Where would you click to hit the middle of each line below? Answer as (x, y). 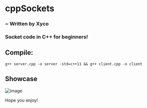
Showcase (21, 79)
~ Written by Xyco (27, 24)
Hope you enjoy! (21, 100)
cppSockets (30, 9)
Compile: (19, 53)
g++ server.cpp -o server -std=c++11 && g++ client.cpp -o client (74, 64)
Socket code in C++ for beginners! (47, 37)
